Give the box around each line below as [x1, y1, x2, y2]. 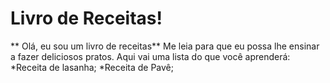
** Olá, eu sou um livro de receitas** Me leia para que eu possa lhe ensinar [10, 40, 320, 52]
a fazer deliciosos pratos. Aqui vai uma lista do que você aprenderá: [10, 50, 291, 62]
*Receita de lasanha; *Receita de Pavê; [10, 61, 174, 73]
